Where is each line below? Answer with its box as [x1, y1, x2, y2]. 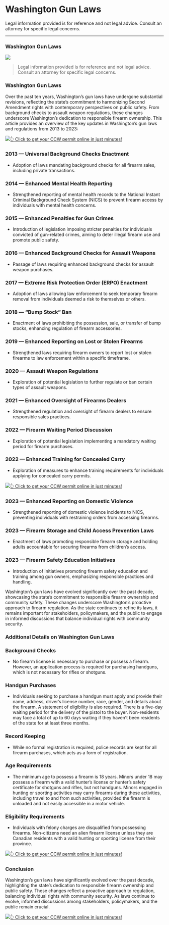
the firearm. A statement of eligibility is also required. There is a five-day [12, 704, 163, 710]
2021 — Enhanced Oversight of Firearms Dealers [5, 397, 127, 404]
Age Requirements [5, 762, 52, 769]
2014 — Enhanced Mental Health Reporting [5, 180, 113, 187]
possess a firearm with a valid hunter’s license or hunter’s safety [12, 779, 146, 785]
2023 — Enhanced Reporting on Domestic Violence [5, 498, 133, 505]
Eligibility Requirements [5, 813, 65, 820]
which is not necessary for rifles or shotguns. [12, 669, 107, 675]
